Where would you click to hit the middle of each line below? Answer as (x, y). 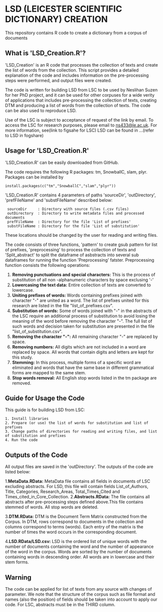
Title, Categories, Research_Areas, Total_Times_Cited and (63, 491)
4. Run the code (21, 440)
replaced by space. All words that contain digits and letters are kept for (83, 352)
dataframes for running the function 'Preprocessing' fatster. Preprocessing (80, 260)
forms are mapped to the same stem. (49, 372)
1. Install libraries (27, 419)
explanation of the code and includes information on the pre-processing (77, 75)
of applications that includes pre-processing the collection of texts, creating (81, 100)
